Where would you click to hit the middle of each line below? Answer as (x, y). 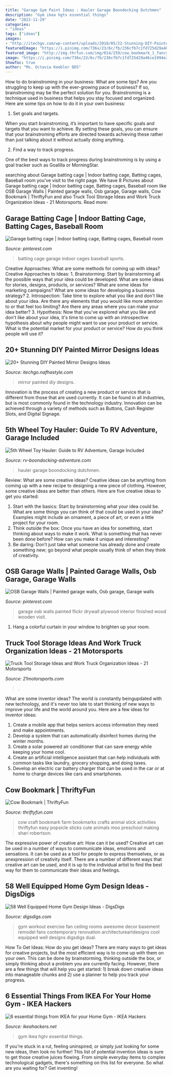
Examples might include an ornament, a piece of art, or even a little (83, 517)
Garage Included (33, 438)
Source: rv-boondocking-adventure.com (48, 460)
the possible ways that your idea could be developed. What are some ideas (84, 279)
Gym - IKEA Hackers (38, 1004)
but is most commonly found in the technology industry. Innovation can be (84, 403)
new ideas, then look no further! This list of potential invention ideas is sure (84, 1051)
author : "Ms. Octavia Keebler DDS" (43, 67)
